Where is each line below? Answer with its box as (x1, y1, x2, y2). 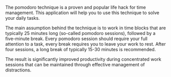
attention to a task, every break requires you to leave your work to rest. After (5, 41, 166, 47)
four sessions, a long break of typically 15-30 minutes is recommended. (5, 47, 156, 52)
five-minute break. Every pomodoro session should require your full (5, 35, 148, 42)
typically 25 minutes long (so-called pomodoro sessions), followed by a (5, 30, 156, 36)
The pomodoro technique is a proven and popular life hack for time (5, 5, 146, 10)
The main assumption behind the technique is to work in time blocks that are (5, 25, 166, 31)
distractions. (5, 67, 32, 73)
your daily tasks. (5, 15, 40, 21)
